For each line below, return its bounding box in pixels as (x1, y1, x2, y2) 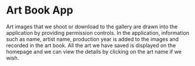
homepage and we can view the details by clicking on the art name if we (6, 48, 181, 55)
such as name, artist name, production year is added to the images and (6, 35, 179, 42)
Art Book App (6, 4, 74, 17)
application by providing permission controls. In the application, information (6, 29, 190, 36)
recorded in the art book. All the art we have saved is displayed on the (6, 42, 176, 49)
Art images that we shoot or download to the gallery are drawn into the (6, 23, 178, 30)
